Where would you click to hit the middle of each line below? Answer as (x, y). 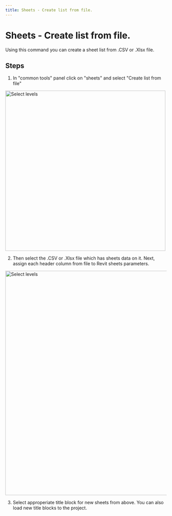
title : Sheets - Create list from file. (49, 10)
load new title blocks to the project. (50, 508)
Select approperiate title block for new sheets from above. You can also (88, 503)
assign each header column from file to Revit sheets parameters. (81, 264)
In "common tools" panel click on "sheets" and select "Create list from (87, 78)
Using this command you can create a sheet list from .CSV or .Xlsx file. (80, 50)
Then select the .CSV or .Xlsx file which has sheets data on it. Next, (84, 258)
